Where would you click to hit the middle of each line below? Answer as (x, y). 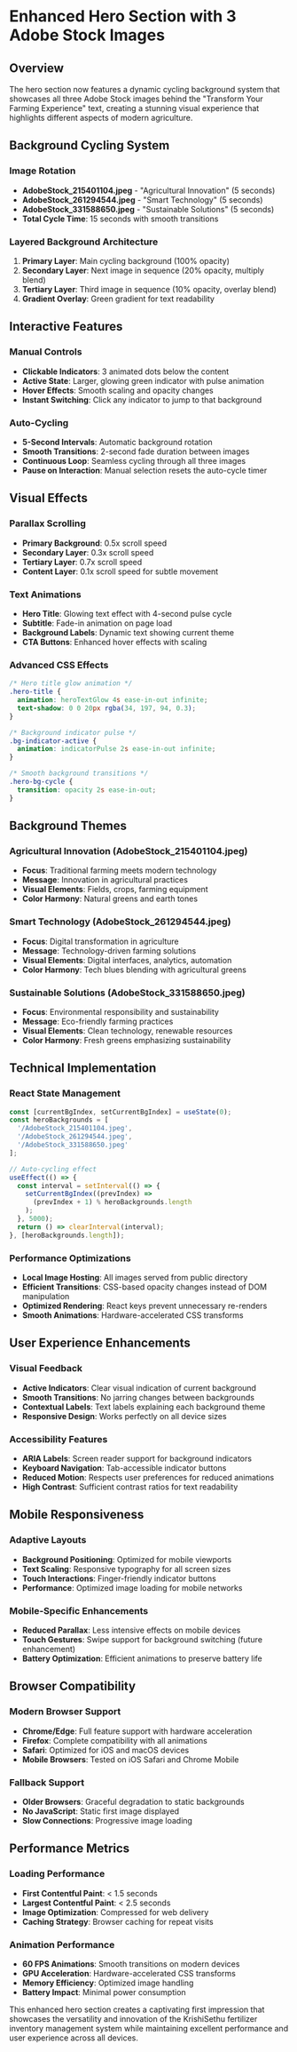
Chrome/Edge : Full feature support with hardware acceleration (137, 1731)
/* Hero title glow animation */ (71, 683)
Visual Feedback (46, 1369)
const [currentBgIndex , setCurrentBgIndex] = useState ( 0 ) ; (121, 1112)
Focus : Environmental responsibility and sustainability (121, 1011)
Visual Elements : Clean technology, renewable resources (127, 1030)
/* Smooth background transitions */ (79, 774)
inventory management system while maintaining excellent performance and (149, 2028)
